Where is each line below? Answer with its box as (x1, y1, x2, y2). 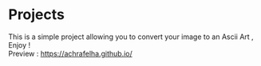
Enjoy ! (8, 40, 31, 49)
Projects (8, 6, 65, 24)
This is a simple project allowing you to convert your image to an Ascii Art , (8, 32, 254, 41)
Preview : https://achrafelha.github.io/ (8, 49, 133, 58)
